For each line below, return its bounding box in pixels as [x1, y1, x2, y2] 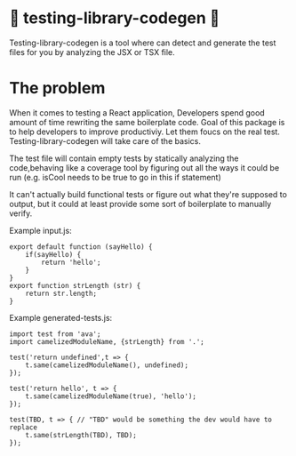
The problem [9, 78, 106, 99]
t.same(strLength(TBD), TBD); [25, 430, 138, 439]
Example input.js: [9, 225, 73, 236]
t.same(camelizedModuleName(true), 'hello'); [25, 391, 197, 401]
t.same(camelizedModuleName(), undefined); [25, 360, 189, 370]
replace [9, 422, 38, 432]
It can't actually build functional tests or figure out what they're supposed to [9, 188, 287, 199]
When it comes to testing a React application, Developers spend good [9, 107, 265, 118]
